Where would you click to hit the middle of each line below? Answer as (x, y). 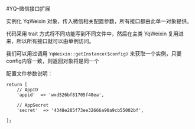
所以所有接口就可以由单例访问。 (55, 41)
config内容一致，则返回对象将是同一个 (53, 61)
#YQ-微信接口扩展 (28, 9)
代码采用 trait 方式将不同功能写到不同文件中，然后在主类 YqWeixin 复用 (92, 34)
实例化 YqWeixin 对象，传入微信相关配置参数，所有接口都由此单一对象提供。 (99, 21)
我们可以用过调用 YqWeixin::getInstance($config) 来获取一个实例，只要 (94, 54)
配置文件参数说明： (30, 73)
